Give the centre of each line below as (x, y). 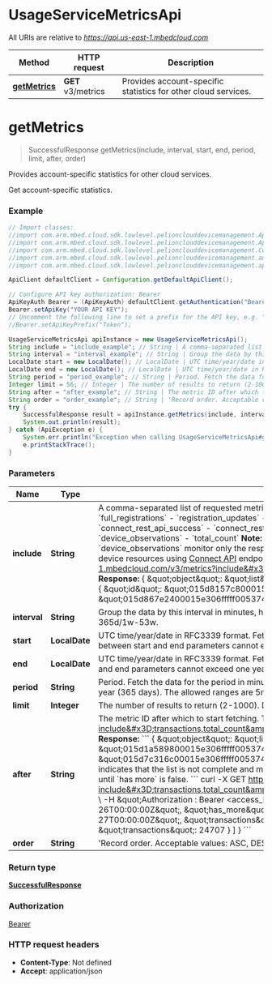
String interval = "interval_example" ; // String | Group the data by (130, 354)
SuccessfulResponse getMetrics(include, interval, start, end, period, (142, 150)
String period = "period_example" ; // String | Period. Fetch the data (132, 377)
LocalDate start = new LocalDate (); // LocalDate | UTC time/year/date (132, 362)
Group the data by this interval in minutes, (177, 612)
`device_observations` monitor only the (172, 548)
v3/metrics (84, 91)
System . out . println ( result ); (72, 422)
